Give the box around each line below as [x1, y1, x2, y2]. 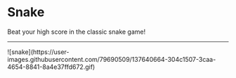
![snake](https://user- [7, 47, 70, 56]
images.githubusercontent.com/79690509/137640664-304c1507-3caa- [7, 55, 216, 63]
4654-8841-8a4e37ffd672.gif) [7, 63, 96, 71]
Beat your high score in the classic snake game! [7, 27, 146, 36]
